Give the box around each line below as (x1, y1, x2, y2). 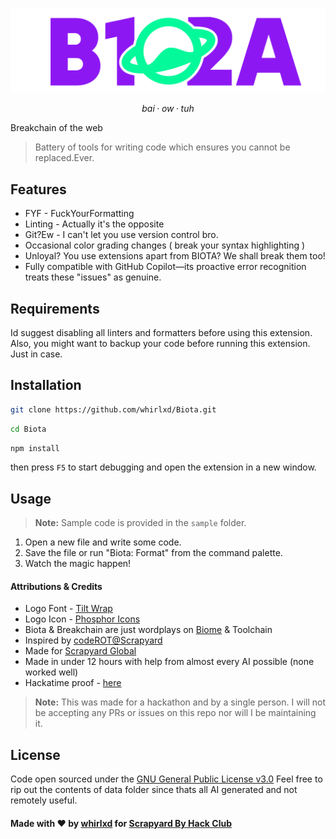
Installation (10, 377, 82, 394)
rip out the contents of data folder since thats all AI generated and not (10, 784, 298, 796)
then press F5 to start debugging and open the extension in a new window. (10, 461, 317, 473)
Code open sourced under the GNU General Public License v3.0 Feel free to (10, 773, 323, 785)
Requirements (10, 300, 100, 317)
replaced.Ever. (34, 152, 95, 164)
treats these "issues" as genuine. (24, 271, 162, 283)
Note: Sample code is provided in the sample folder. (34, 517, 247, 529)
